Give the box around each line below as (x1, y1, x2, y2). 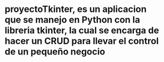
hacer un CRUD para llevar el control (5, 35, 159, 47)
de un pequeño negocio (5, 46, 105, 57)
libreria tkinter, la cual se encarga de (5, 25, 159, 36)
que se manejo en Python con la (5, 14, 140, 25)
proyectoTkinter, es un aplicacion (5, 3, 147, 15)
